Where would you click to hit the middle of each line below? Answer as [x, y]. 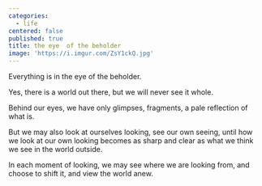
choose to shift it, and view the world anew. [81, 173]
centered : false [36, 31]
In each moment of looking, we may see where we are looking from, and [129, 165]
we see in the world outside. [56, 149]
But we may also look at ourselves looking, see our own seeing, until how [131, 132]
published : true [36, 38]
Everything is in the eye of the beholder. [75, 76]
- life [27, 23]
